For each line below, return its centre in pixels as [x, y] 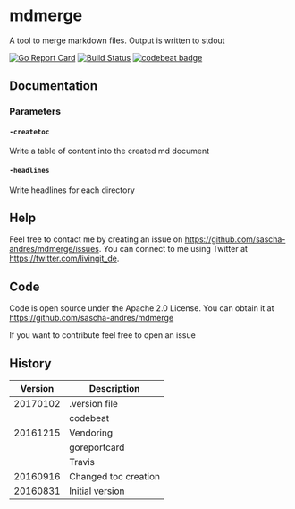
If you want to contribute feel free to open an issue [103, 335]
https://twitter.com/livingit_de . [64, 259]
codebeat [89, 418]
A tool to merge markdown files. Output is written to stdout [117, 40]
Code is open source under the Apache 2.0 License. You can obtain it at [142, 308]
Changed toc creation [115, 477]
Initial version [97, 491]
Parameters [35, 111]
